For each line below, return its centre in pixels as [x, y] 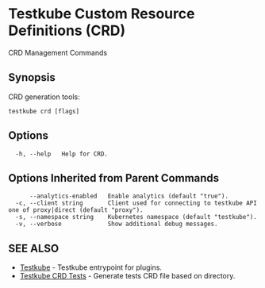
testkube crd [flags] [44, 111]
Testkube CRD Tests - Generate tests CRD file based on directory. [127, 276]
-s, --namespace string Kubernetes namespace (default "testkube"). [136, 217]
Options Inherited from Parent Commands [114, 178]
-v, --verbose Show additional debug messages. [117, 224]
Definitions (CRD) [67, 31]
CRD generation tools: [44, 97]
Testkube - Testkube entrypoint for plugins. [91, 267]
